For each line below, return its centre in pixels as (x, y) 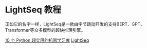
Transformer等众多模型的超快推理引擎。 (45, 30)
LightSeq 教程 (33, 10)
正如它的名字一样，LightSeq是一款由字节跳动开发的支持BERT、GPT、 (75, 24)
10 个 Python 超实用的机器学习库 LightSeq (47, 40)
